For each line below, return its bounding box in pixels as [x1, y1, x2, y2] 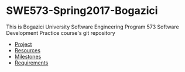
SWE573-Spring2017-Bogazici [6, 4, 158, 17]
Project [14, 41, 32, 48]
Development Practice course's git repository [6, 29, 115, 36]
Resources [14, 46, 41, 53]
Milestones [14, 53, 42, 60]
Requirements [14, 59, 49, 66]
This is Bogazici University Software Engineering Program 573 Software [6, 23, 180, 30]
